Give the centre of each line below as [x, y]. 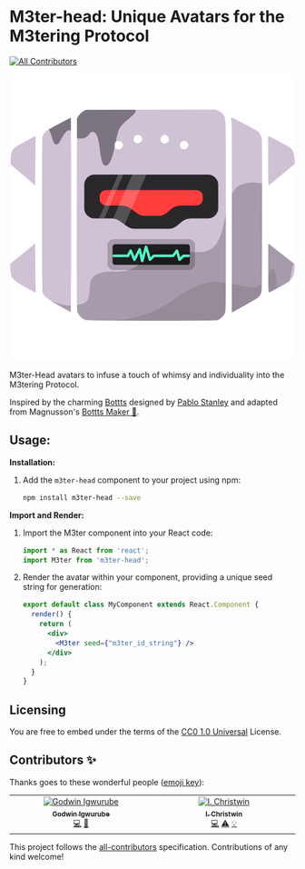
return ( [56, 624]
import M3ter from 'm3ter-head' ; [86, 560]
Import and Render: [47, 514]
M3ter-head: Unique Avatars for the [147, 17]
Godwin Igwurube [81, 814]
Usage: [30, 440]
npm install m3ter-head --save [82, 497]
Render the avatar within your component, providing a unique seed [148, 577]
